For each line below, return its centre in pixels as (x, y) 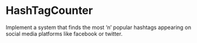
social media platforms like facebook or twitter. (64, 33)
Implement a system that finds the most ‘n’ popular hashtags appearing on (98, 27)
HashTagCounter (49, 11)
